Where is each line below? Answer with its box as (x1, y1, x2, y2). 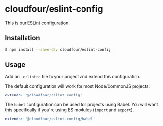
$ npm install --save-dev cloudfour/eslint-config (5, 47, 111, 52)
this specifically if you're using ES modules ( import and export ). (5, 107, 134, 113)
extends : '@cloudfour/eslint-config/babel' (5, 117, 96, 122)
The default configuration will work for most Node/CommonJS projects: (5, 83, 150, 89)
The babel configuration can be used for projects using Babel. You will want (5, 102, 158, 108)
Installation (5, 34, 40, 42)
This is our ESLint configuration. (5, 20, 70, 26)
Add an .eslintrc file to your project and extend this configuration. (5, 74, 141, 80)
